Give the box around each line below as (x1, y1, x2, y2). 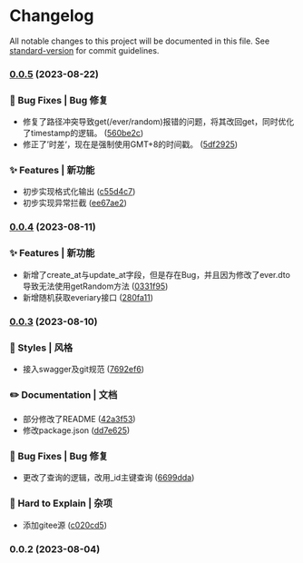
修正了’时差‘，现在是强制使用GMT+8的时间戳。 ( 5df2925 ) (22, 139, 239, 150)
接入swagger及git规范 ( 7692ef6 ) (22, 363, 145, 374)
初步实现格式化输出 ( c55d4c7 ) (22, 186, 136, 197)
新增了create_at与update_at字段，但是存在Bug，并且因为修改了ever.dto (22, 269, 290, 280)
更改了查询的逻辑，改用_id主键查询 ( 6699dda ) (22, 472, 195, 483)
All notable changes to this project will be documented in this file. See (9, 35, 270, 46)
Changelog (9, 5, 94, 26)
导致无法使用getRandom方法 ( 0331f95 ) (22, 281, 169, 291)
